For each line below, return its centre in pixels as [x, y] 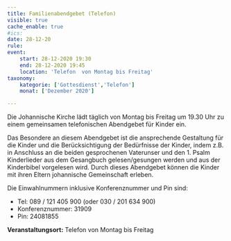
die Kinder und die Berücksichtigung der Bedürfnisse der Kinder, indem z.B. [115, 145]
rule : [15, 46]
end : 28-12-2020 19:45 [52, 65]
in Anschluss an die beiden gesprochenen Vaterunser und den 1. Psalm [109, 153]
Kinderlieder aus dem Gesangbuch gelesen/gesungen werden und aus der [114, 160]
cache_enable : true [35, 26]
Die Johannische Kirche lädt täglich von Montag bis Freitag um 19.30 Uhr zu [115, 117]
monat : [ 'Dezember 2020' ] [57, 91]
